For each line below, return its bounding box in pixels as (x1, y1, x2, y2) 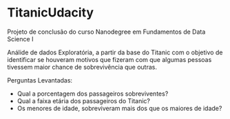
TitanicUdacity (7, 5, 94, 21)
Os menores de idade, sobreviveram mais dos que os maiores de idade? (17, 104, 222, 112)
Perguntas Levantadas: (7, 76, 73, 84)
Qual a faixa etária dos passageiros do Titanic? (17, 96, 150, 105)
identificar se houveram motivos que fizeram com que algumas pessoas (7, 55, 212, 63)
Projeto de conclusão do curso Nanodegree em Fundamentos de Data (7, 28, 206, 36)
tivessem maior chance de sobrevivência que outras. (7, 63, 157, 71)
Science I (7, 34, 34, 43)
